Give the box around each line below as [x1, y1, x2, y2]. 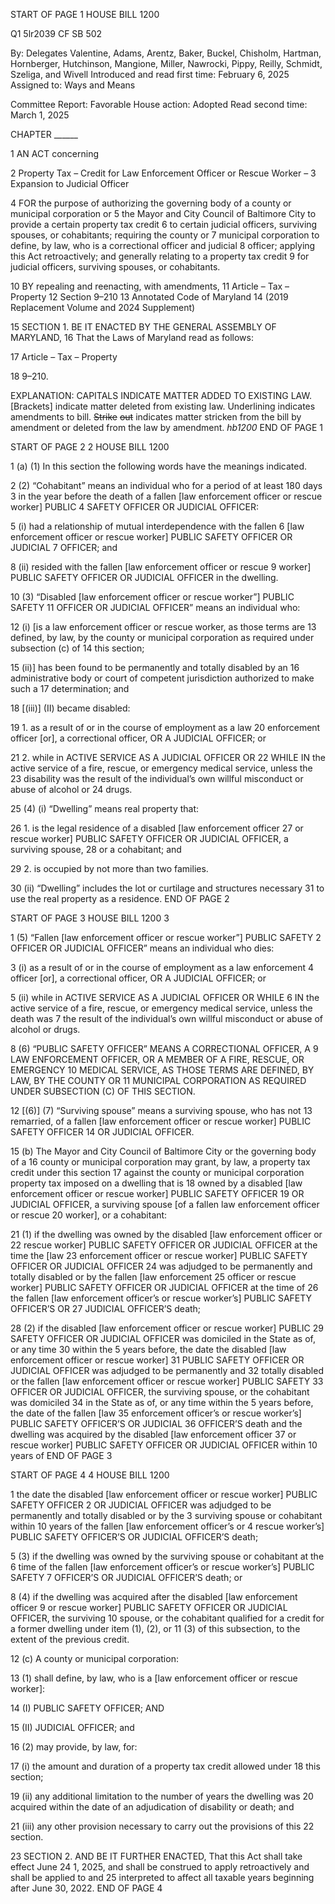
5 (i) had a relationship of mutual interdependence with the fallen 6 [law [10, 520, 305, 532]
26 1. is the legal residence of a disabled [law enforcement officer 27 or [10, 822, 304, 834]
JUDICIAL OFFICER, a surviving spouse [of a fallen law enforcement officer [10, 1199, 320, 1210]
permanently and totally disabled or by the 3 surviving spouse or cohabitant [10, 1510, 323, 1521]
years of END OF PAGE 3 [10, 1450, 113, 1461]
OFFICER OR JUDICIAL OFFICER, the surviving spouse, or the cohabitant [10, 1386, 310, 1398]
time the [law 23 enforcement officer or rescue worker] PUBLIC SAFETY [10, 1250, 308, 1261]
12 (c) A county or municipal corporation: [10, 1653, 179, 1664]
